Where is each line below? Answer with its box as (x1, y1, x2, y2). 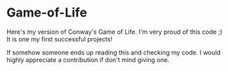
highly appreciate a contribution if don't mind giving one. (6, 55, 170, 63)
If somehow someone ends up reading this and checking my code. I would (6, 48, 221, 57)
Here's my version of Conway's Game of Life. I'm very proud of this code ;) (6, 28, 223, 36)
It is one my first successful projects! (6, 34, 113, 43)
